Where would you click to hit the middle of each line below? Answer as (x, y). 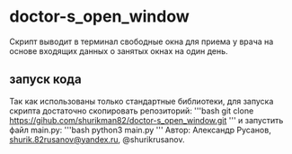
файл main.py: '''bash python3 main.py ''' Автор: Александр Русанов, (140, 130)
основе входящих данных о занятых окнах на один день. (119, 50)
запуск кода (46, 80)
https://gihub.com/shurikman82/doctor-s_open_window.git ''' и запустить (146, 120)
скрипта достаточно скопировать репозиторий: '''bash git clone (132, 111)
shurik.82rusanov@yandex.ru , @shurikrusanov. (97, 139)
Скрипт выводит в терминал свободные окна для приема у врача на (142, 41)
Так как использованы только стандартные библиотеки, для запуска (142, 101)
